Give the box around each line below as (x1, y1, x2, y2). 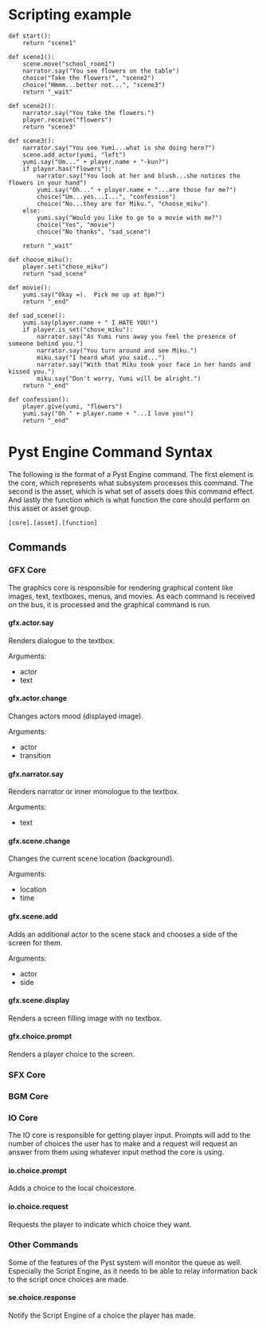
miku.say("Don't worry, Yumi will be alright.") (37, 374, 201, 383)
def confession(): (8, 396, 69, 404)
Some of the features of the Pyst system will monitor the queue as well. (8, 1257, 242, 1267)
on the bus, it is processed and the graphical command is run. (8, 599, 212, 609)
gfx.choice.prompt (8, 1032, 72, 1041)
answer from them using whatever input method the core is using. (8, 1147, 225, 1157)
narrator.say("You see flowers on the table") (22, 66, 180, 75)
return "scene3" (22, 122, 77, 131)
